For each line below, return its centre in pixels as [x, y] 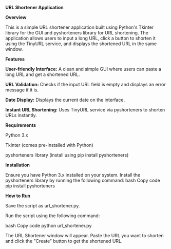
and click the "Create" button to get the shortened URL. [64, 241]
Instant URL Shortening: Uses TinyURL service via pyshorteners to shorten [85, 110]
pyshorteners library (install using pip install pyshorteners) [67, 155]
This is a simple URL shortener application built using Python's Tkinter [80, 27]
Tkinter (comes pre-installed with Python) [49, 145]
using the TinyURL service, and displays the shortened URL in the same [81, 44]
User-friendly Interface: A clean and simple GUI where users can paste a [83, 69]
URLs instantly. [21, 115]
